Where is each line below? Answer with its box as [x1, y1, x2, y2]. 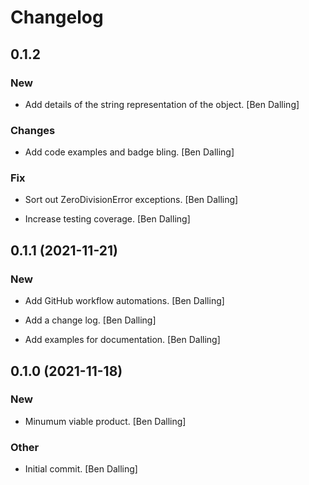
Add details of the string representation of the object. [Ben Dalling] [24, 98, 300, 110]
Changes [10, 123, 56, 137]
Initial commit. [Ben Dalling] [24, 463, 138, 475]
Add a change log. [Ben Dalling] [24, 314, 157, 326]
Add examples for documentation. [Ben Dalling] [24, 334, 221, 346]
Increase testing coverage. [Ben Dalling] [24, 213, 191, 225]
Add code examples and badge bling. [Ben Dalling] [24, 146, 235, 158]
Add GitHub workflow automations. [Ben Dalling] [24, 295, 225, 307]
